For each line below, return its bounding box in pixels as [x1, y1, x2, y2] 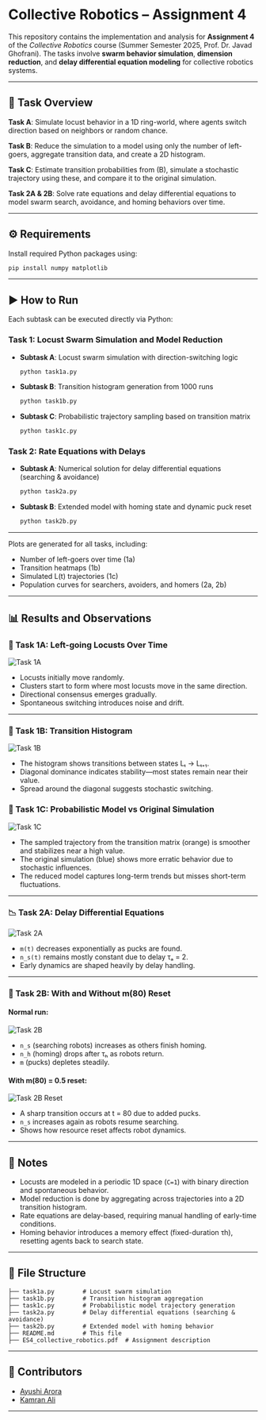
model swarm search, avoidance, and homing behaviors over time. [8, 197, 226, 206]
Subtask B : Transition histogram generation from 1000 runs [19, 382, 214, 392]
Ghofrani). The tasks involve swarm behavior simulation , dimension [8, 48, 234, 58]
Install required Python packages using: [8, 249, 138, 258]
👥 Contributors [8, 1365, 83, 1379]
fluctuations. [19, 879, 61, 889]
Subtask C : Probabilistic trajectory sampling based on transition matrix [19, 411, 251, 422]
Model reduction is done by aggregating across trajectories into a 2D [19, 1194, 245, 1203]
